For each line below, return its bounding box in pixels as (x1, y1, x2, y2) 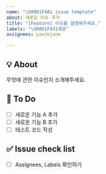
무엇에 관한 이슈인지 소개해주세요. (6, 76, 86, 83)
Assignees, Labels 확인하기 (15, 161, 82, 168)
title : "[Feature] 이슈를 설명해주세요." (6, 20, 101, 26)
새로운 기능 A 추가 (15, 110, 58, 118)
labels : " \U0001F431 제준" (6, 25, 70, 32)
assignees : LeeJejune (6, 32, 61, 38)
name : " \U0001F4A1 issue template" (6, 8, 96, 15)
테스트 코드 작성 (15, 125, 53, 133)
